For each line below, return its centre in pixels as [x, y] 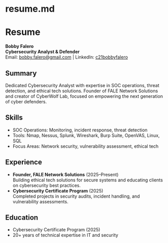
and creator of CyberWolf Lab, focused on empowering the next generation [84, 96]
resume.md [30, 9]
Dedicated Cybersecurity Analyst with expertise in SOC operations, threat [82, 85]
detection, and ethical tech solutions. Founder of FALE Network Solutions [82, 91]
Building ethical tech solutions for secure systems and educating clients [88, 180]
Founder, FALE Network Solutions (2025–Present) [65, 174]
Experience [24, 162]
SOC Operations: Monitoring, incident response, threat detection [80, 130]
